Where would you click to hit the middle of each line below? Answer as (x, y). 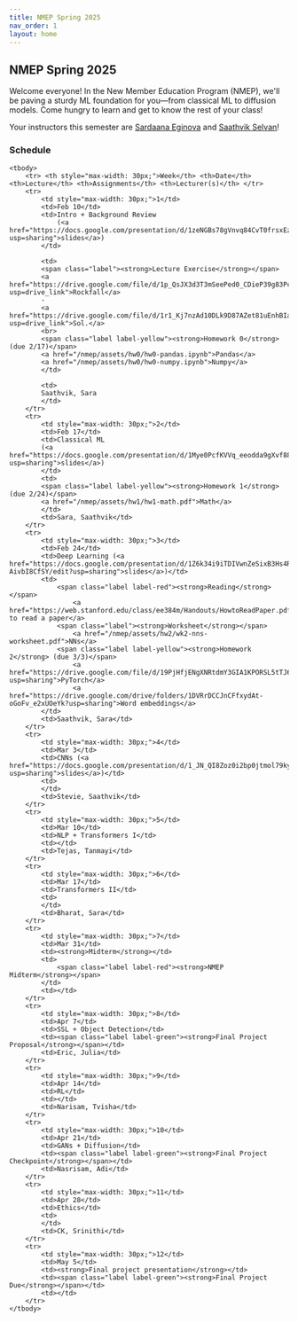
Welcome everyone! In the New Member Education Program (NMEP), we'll (145, 91)
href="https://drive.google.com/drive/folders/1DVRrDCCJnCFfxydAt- (137, 696)
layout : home (33, 34)
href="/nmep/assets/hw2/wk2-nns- (146, 634)
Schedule (30, 150)
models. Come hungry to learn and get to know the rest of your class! (136, 110)
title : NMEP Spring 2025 (55, 17)
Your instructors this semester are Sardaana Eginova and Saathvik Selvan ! (144, 127)
